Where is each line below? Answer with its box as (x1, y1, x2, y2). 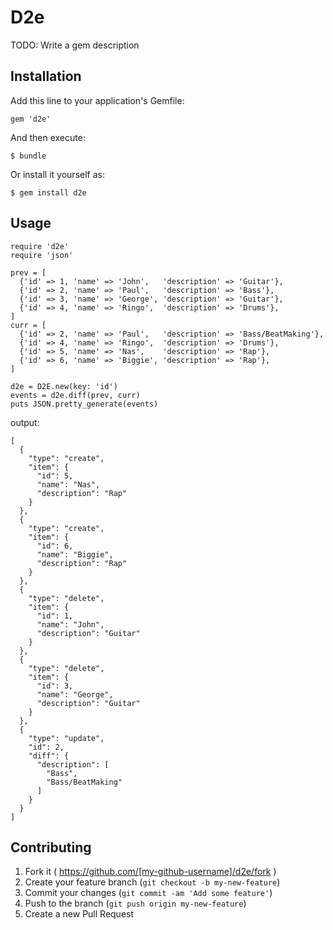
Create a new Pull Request (24, 908, 135, 920)
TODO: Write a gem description (10, 39, 140, 51)
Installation (10, 68, 82, 85)
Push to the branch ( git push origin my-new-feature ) (24, 897, 247, 910)
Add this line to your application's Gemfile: (10, 94, 185, 106)
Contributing (10, 839, 92, 856)
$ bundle (10, 151, 47, 161)
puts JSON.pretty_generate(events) (10, 399, 159, 409)
